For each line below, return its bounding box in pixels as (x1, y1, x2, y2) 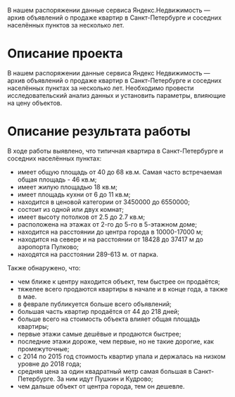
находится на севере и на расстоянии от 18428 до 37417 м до (17, 235, 204, 244)
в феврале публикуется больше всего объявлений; (17, 299, 172, 308)
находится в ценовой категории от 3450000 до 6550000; (17, 197, 190, 206)
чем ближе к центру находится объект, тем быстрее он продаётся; (17, 277, 220, 286)
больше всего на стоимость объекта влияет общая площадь (17, 315, 201, 323)
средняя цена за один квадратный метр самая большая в (17, 367, 192, 375)
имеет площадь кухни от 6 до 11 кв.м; (17, 190, 131, 198)
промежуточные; (17, 344, 70, 353)
